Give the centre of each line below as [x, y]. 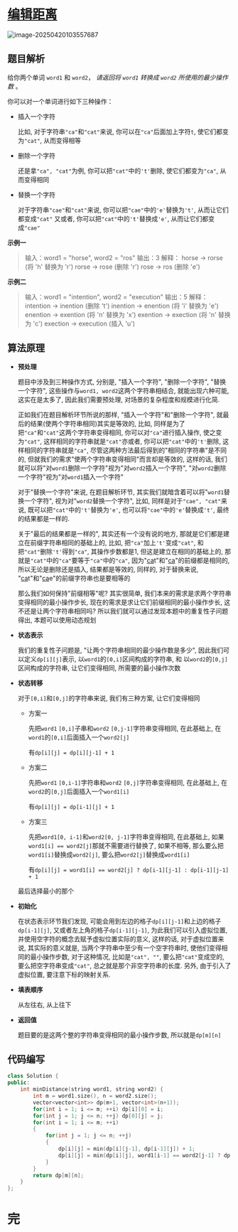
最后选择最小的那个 [46, 891]
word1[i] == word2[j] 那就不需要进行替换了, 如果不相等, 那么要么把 [126, 845]
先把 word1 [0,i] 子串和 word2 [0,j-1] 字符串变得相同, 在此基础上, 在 [125, 728]
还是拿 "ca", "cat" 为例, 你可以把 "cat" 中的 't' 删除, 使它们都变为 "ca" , [118, 171]
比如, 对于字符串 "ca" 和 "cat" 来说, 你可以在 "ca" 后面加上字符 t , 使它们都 [120, 132]
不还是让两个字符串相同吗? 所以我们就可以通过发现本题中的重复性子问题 [123, 611]
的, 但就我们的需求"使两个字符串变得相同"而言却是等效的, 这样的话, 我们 [122, 459]
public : [19, 1083]
